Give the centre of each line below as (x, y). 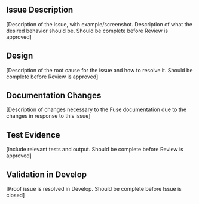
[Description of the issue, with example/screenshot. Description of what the (99, 24)
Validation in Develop (47, 174)
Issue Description (40, 10)
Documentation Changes (54, 95)
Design (20, 56)
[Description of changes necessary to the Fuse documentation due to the (97, 109)
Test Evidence (33, 135)
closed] (16, 195)
